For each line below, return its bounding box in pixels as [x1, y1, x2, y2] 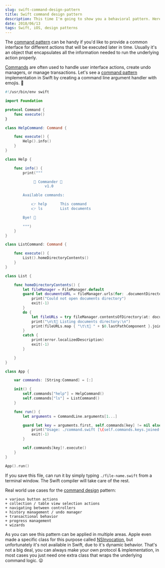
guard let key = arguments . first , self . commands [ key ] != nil [23, 423, 151, 428]
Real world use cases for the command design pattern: [5, 487, 116, 493]
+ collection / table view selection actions [5, 501, 100, 506]
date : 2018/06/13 [5, 21, 41, 26]
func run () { [14, 409, 41, 414]
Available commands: [23, 193, 65, 198]
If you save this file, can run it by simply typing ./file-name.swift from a [5, 472, 152, 478]
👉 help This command [31, 201, 87, 207]
